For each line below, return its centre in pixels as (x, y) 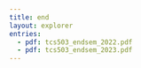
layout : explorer (41, 26)
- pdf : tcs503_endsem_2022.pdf (75, 42)
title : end (29, 17)
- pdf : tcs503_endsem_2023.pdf (75, 50)
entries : (25, 34)
